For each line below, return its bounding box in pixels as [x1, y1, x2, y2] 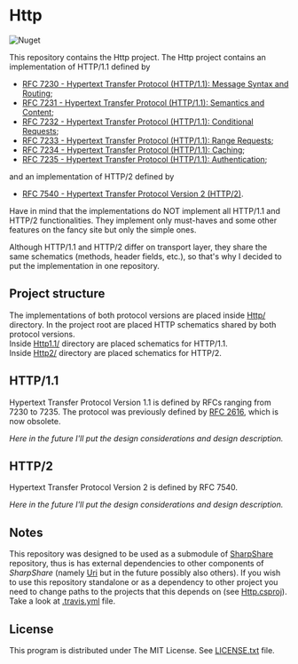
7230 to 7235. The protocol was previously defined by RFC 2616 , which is [9, 406, 279, 417]
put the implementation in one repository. [9, 260, 160, 271]
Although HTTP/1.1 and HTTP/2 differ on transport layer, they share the [9, 241, 268, 252]
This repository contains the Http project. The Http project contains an [9, 51, 266, 62]
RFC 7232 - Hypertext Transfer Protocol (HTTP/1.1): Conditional [21, 116, 255, 127]
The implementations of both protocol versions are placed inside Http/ [9, 310, 266, 320]
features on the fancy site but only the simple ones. [9, 224, 197, 235]
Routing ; [21, 88, 53, 99]
